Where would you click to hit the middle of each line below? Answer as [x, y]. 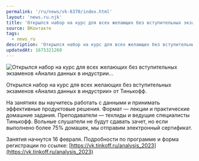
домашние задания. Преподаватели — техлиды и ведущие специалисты [98, 115]
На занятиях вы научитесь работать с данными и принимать [83, 102]
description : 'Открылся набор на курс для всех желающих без [83, 45]
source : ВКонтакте [29, 28]
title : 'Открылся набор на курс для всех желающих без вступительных [94, 22]
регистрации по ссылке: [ [38, 145]
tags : [13, 34]
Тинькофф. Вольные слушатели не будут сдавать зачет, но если [87, 121]
